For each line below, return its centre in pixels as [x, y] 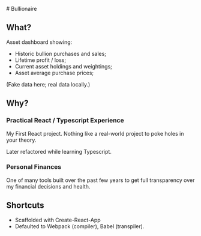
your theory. [21, 140]
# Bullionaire [22, 9]
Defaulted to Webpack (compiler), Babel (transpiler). [79, 226]
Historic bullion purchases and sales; [61, 53]
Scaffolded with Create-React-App [58, 220]
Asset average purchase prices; [54, 73]
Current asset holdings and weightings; [64, 66]
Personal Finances [34, 167]
